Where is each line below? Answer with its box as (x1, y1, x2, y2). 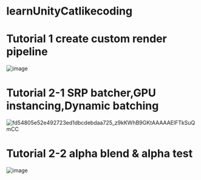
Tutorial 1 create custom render (6, 32, 167, 46)
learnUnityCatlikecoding (6, 4, 132, 18)
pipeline (6, 45, 48, 59)
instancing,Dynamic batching (6, 99, 159, 113)
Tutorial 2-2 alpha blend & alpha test (6, 147, 193, 161)
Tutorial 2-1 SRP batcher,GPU (6, 86, 156, 100)
